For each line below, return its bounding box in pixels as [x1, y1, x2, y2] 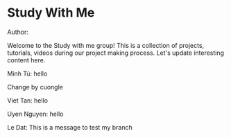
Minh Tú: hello [7, 69, 48, 78]
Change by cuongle [7, 83, 64, 91]
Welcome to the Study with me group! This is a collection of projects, [7, 41, 205, 49]
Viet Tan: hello [7, 96, 49, 105]
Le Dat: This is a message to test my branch [7, 123, 133, 131]
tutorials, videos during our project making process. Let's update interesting [7, 49, 224, 57]
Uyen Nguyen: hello [7, 110, 64, 118]
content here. [7, 55, 46, 64]
